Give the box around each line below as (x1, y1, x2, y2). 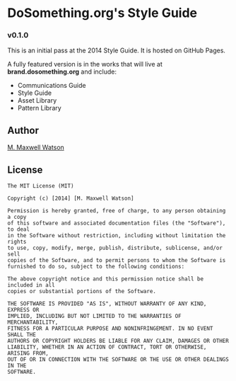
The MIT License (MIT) (7, 183, 74, 190)
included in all (7, 282, 55, 289)
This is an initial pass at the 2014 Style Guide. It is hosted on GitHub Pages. (7, 46, 226, 55)
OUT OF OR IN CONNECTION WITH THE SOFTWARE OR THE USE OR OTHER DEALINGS (7, 356, 230, 363)
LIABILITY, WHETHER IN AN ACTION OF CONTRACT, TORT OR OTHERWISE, (7, 343, 207, 351)
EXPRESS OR (7, 307, 40, 314)
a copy (7, 214, 27, 221)
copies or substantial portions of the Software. (7, 288, 157, 295)
